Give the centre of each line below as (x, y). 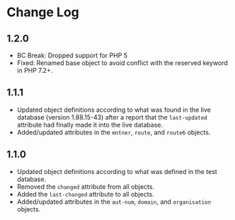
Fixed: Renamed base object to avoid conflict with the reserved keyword (122, 63)
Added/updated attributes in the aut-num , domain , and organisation (114, 202)
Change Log (43, 12)
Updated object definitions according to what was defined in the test (117, 171)
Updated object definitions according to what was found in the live (114, 110)
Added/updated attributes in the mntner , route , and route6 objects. (114, 132)
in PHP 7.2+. (35, 70)
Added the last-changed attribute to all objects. (86, 194)
